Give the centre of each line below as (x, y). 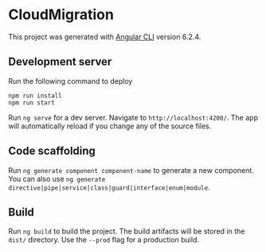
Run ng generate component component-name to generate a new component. (131, 170)
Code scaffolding (52, 151)
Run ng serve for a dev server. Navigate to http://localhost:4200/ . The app (133, 117)
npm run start (32, 102)
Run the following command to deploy (70, 81)
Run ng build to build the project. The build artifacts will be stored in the (127, 231)
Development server (60, 62)
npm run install (35, 96)
